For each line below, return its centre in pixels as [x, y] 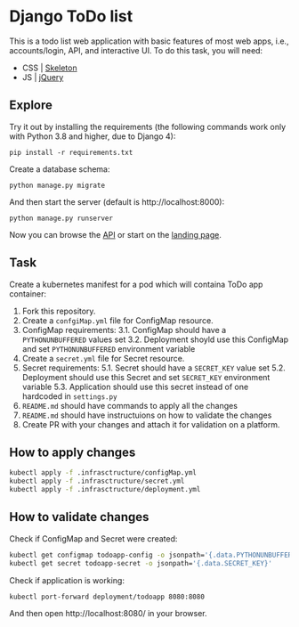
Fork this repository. [59, 311]
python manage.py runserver [61, 218]
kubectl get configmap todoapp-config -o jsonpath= [107, 555]
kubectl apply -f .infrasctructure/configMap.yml [103, 473]
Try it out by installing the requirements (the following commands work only [148, 126]
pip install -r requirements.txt [71, 152]
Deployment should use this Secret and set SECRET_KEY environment [146, 377]
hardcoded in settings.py [69, 396]
